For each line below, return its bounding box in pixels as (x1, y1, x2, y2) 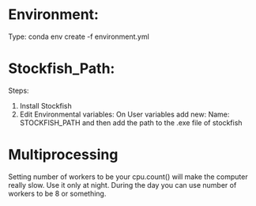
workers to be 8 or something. (8, 189, 107, 198)
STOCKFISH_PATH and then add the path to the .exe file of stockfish (19, 117, 243, 128)
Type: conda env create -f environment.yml (8, 32, 150, 41)
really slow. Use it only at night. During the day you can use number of (8, 180, 237, 189)
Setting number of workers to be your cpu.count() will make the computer (8, 172, 248, 181)
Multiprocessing (8, 146, 119, 164)
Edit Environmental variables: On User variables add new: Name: (19, 109, 230, 119)
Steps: (8, 86, 29, 95)
